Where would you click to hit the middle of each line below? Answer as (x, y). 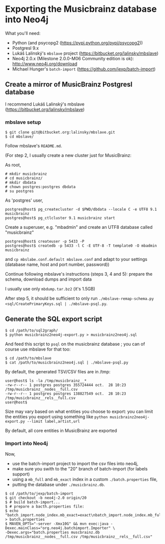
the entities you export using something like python (56, 417)
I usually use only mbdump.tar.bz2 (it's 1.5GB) (50, 289)
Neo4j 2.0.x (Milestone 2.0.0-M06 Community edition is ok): (73, 58)
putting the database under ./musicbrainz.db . (59, 485)
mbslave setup (23, 122)
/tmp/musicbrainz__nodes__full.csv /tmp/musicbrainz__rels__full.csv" (79, 537)
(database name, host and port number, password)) (57, 264)
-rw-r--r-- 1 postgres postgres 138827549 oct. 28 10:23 (66, 394)
